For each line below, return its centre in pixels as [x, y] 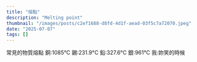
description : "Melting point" [45, 18]
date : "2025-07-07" [31, 29]
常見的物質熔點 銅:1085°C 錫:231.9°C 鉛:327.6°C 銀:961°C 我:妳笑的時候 [96, 53]
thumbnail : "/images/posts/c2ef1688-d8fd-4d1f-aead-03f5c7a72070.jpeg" [99, 23]
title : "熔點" [23, 12]
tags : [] [17, 35]
